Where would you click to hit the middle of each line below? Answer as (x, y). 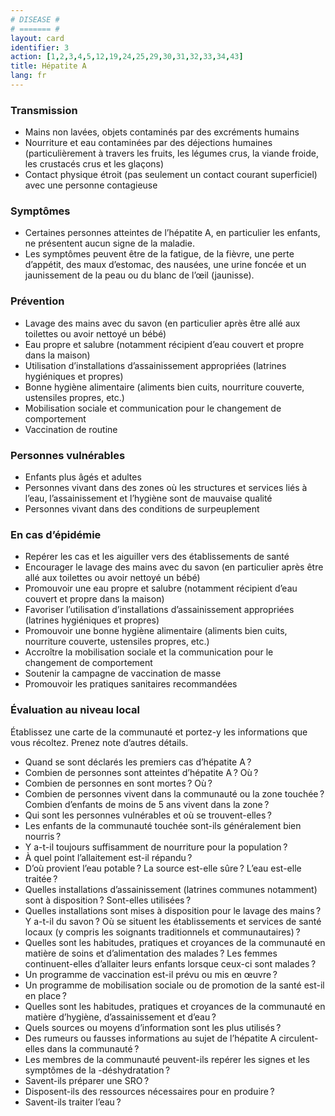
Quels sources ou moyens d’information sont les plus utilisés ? (153, 1027)
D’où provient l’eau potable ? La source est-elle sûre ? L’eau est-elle (163, 868)
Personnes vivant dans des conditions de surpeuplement (142, 509)
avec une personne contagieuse (91, 185)
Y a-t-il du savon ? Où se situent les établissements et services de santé (173, 921)
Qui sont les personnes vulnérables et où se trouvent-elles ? (148, 815)
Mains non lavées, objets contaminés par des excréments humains (162, 132)
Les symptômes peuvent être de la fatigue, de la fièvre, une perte (159, 254)
